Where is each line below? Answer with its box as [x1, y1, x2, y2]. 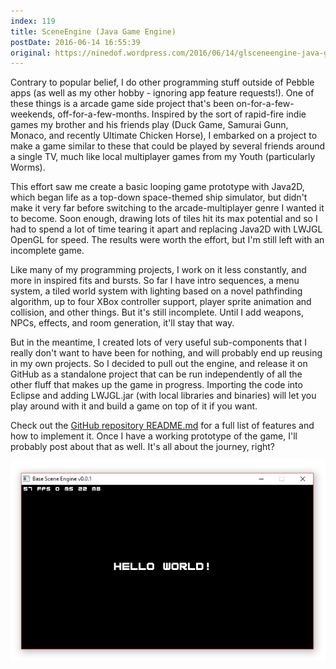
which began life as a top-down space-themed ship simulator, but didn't [10, 191, 308, 204]
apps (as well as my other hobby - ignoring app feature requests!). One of [10, 87, 315, 99]
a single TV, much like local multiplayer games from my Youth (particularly [10, 151, 316, 163]
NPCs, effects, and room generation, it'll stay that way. [10, 317, 235, 329]
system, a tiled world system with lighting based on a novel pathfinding [10, 285, 303, 297]
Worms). [10, 161, 46, 174]
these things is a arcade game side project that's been [10, 98, 235, 110]
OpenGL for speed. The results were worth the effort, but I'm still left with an [10, 234, 325, 246]
